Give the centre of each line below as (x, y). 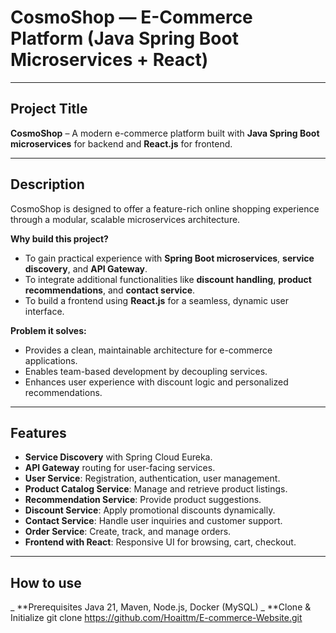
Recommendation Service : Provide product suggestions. (143, 500)
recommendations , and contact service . (110, 290)
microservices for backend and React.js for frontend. (121, 143)
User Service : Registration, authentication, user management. (152, 478)
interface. (44, 311)
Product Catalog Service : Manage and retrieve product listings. (156, 489)
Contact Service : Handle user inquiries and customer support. (153, 521)
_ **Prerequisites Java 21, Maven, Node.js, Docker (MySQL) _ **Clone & (161, 607)
